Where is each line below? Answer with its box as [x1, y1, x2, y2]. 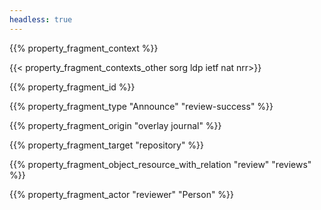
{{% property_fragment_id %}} [9, 81, 136, 93]
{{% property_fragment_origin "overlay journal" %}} [9, 119, 222, 131]
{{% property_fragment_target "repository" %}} [9, 139, 205, 151]
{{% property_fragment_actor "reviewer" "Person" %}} [9, 188, 235, 200]
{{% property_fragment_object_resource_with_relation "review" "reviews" [9, 158, 312, 170]
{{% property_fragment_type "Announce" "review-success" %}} [9, 100, 274, 112]
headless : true [9, 14, 73, 25]
